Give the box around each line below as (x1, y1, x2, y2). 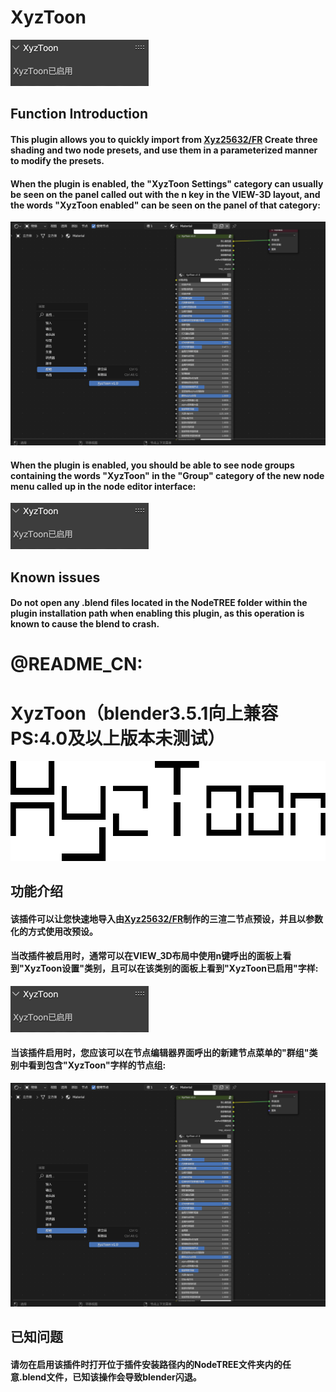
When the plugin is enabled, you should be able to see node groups (10, 459, 295, 471)
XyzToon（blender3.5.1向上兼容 (10, 702, 279, 725)
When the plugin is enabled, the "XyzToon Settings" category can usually (10, 177, 324, 190)
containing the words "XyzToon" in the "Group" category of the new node (10, 469, 325, 481)
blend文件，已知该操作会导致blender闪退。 (21, 1371, 202, 1383)
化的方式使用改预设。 (10, 925, 98, 937)
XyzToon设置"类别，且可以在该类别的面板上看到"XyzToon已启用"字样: (23, 962, 319, 975)
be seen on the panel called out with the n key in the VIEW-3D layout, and (10, 188, 321, 200)
